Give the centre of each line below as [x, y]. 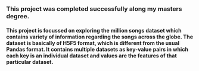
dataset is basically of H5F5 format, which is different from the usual [93, 43]
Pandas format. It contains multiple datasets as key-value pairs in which [97, 49]
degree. [18, 16]
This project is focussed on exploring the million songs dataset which [94, 30]
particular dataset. [30, 62]
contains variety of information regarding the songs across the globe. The [100, 37]
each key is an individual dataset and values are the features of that [91, 56]
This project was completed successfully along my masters [94, 9]
